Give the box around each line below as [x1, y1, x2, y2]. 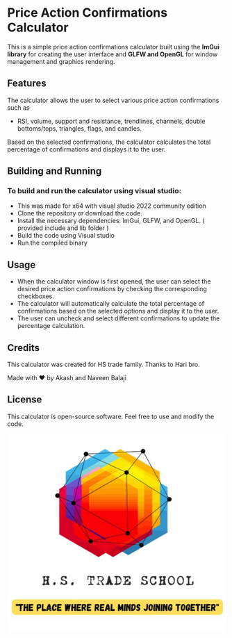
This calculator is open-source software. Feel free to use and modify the [7, 412, 215, 420]
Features [7, 78, 47, 90]
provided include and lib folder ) [17, 224, 109, 232]
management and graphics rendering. [7, 57, 116, 65]
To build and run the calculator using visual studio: [7, 186, 182, 196]
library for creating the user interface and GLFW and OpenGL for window [7, 50, 218, 58]
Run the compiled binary [17, 238, 88, 247]
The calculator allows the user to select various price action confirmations [7, 96, 219, 104]
